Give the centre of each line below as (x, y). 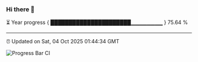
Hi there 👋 (21, 9)
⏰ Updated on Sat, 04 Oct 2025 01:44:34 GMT (63, 42)
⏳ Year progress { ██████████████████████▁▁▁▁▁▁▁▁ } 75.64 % (97, 22)
